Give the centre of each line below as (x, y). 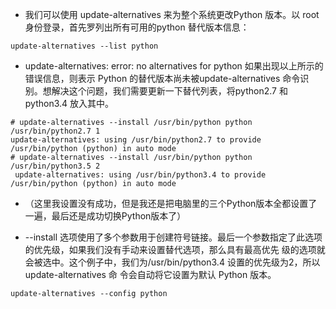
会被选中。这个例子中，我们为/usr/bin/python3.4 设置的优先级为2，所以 (172, 262)
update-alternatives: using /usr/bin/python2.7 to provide (136, 140)
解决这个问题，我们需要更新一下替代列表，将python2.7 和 (169, 91)
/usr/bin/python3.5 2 (55, 166)
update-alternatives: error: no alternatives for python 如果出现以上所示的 (174, 66)
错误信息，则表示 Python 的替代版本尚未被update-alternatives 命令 (162, 78)
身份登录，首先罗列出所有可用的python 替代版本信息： (137, 27)
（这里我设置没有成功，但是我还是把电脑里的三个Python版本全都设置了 (171, 203)
